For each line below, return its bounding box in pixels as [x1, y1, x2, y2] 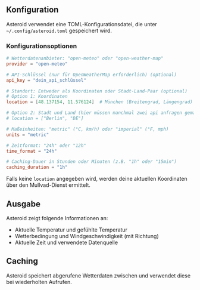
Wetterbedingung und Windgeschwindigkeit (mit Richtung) [14, 233, 159, 240]
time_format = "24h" [6, 148, 58, 154]
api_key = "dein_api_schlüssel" [6, 77, 86, 83]
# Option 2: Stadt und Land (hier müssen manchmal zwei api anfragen [6, 110, 183, 116]
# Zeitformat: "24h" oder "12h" [6, 143, 86, 149]
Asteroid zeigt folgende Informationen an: [6, 215, 108, 222]
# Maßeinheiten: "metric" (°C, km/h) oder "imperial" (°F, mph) [6, 126, 169, 132]
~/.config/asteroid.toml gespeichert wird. [6, 27, 112, 34]
